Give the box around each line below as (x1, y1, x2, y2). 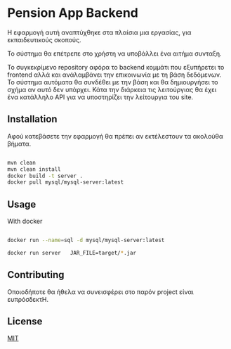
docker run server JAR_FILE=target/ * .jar (7, 249, 137, 256)
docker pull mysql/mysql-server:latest (7, 179, 124, 186)
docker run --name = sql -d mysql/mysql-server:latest (7, 237, 165, 244)
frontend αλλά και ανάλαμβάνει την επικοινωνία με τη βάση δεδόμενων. (7, 70, 222, 79)
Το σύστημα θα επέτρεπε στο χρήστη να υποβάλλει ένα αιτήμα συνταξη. (7, 49, 223, 58)
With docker (7, 217, 43, 226)
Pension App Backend (7, 5, 138, 21)
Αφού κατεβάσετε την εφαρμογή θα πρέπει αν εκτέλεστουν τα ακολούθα (7, 132, 223, 140)
